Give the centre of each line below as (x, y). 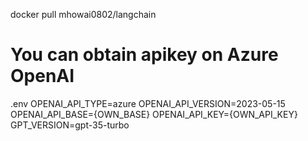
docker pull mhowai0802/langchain (83, 14)
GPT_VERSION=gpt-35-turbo (70, 125)
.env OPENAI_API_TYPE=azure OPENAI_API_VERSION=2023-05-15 (148, 103)
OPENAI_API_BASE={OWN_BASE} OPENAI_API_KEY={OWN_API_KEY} (154, 114)
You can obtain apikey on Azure (144, 55)
